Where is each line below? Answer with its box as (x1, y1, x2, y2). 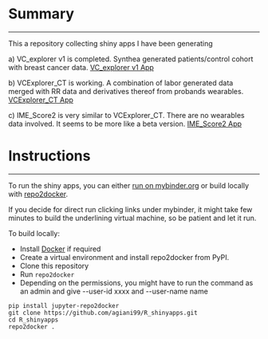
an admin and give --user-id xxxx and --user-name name (19, 286, 209, 296)
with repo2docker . (8, 189, 69, 199)
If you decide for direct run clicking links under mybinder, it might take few (8, 204, 253, 214)
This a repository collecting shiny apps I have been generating (8, 38, 213, 48)
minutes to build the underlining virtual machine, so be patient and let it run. (8, 213, 257, 223)
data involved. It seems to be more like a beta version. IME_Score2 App (8, 119, 242, 128)
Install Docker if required (19, 244, 101, 254)
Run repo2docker (19, 269, 75, 279)
